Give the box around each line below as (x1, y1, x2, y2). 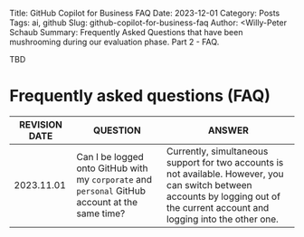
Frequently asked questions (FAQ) (9, 86, 271, 107)
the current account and (166, 201, 270, 213)
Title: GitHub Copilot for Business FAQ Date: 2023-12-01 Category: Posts (9, 8, 280, 18)
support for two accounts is (166, 156, 284, 168)
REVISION (19, 118, 63, 130)
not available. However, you (166, 167, 284, 180)
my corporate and (76, 173, 152, 185)
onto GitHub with (76, 162, 148, 175)
